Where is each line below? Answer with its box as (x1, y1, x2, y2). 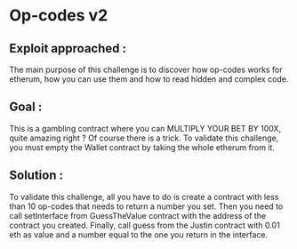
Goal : (9, 100, 43, 115)
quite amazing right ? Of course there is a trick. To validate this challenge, (9, 133, 279, 143)
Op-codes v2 (9, 5, 108, 26)
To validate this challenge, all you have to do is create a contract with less (9, 191, 279, 202)
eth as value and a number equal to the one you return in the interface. (9, 229, 269, 240)
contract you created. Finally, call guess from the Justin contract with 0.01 (9, 220, 280, 230)
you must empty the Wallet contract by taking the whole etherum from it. (9, 141, 276, 152)
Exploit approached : (9, 41, 127, 56)
